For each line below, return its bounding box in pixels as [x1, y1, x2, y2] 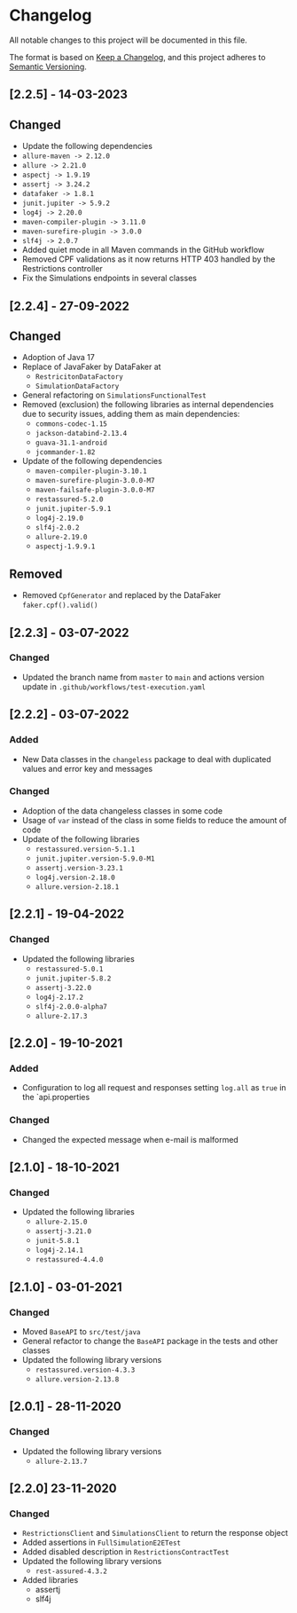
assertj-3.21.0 [35, 1227, 91, 1236]
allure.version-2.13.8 [35, 1374, 120, 1384]
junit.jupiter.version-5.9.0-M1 [35, 854, 155, 863]
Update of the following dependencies [21, 456, 162, 467]
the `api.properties [21, 1092, 90, 1103]
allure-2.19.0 [35, 533, 88, 542]
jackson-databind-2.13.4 [35, 429, 128, 438]
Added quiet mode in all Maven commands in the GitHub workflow [21, 245, 265, 256]
